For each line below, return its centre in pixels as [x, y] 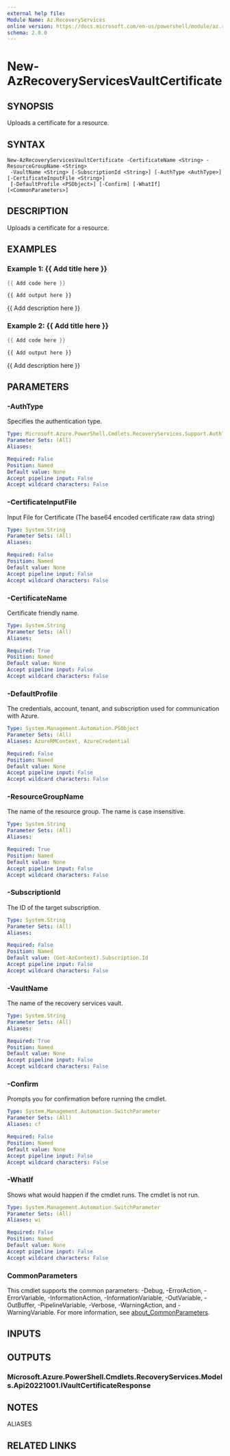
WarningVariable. [31, 1312]
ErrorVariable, [27, 1298]
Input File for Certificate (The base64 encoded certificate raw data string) [111, 517]
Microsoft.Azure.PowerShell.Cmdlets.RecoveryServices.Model [115, 1376]
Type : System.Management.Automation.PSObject [73, 729]
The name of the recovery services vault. [65, 1003]
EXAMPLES [32, 249]
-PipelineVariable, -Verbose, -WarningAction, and [107, 1305]
